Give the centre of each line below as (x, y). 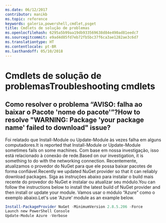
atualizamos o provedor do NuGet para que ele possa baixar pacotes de (79, 166)
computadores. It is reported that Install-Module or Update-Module (73, 145)
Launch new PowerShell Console (37, 211)
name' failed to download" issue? (58, 128)
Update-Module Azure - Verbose (36, 216)
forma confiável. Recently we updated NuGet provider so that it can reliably (81, 171)
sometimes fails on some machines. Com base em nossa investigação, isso (82, 150)
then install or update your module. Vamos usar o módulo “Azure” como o (80, 192)
